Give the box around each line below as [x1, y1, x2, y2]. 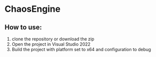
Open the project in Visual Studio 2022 [11, 41, 91, 47]
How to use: [4, 23, 42, 31]
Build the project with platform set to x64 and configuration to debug [11, 47, 151, 52]
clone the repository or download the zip [11, 36, 94, 42]
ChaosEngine [4, 3, 61, 15]
